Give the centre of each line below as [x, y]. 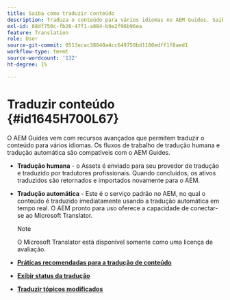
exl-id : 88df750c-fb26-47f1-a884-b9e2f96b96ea [75, 26]
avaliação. [31, 249]
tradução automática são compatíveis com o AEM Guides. [89, 152]
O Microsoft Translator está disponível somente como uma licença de [115, 242]
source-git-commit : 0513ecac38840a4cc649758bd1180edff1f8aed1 [98, 45]
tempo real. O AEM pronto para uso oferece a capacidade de [103, 208]
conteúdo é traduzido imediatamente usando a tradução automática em [118, 201]
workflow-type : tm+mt [38, 52]
